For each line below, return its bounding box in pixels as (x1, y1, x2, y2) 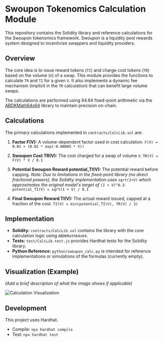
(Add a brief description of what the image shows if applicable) (5, 281, 133, 287)
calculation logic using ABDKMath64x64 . (12, 233, 88, 239)
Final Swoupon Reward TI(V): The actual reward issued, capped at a (12, 196, 151, 201)
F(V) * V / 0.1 (12, 158, 43, 162)
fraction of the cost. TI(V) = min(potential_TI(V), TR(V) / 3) (12, 200, 138, 206)
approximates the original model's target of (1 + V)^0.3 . (12, 181, 126, 188)
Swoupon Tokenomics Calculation (5, 3, 146, 15)
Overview (5, 54, 36, 63)
